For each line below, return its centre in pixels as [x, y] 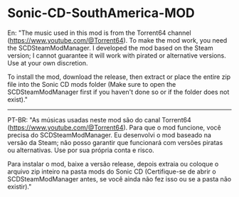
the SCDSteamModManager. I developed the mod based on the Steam [110, 48]
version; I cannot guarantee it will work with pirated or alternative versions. [117, 55]
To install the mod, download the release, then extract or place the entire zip [119, 77]
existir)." [20, 186]
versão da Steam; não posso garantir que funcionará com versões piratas [115, 142]
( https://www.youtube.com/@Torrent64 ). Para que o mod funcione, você [115, 127]
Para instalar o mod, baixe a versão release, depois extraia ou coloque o [113, 164]
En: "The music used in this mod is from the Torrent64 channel [99, 33]
